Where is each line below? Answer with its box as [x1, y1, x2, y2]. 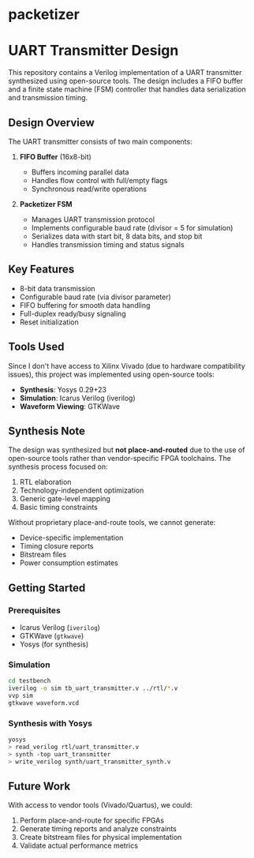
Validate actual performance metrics [19, 841, 138, 850]
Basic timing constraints [19, 503, 99, 512]
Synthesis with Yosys [8, 717, 93, 729]
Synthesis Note [8, 424, 85, 437]
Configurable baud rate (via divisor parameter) [19, 292, 171, 302]
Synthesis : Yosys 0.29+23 [19, 384, 106, 394]
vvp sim [8, 692, 34, 700]
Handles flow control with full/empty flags [31, 175, 168, 185]
